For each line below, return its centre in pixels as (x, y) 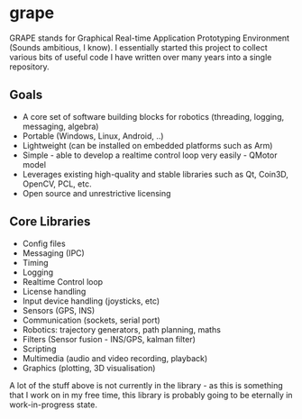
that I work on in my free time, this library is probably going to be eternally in (151, 395)
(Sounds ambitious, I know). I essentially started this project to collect (138, 47)
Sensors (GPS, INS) (59, 310)
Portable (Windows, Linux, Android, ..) (93, 136)
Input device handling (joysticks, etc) (91, 301)
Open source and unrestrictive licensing (96, 193)
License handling (54, 291)
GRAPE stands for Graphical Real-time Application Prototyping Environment (150, 38)
